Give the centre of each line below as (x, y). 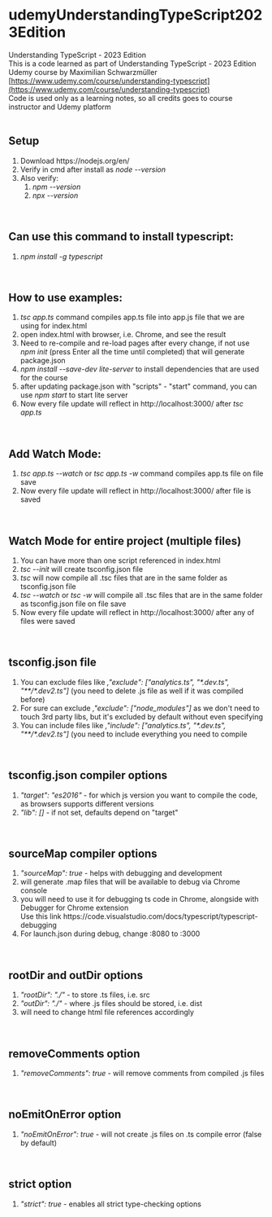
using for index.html (54, 326)
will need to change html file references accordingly (107, 1013)
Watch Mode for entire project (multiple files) (125, 540)
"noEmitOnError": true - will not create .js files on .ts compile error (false (141, 1134)
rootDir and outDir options (76, 975)
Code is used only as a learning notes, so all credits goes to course (121, 98)
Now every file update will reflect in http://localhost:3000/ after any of (137, 612)
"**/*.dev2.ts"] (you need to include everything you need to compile (134, 734)
